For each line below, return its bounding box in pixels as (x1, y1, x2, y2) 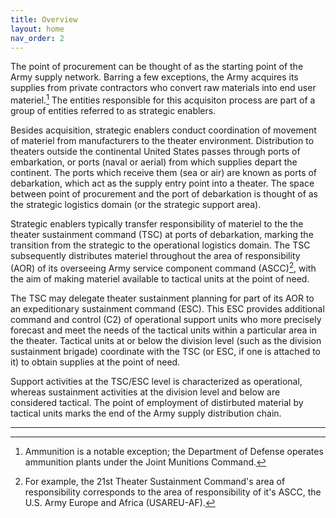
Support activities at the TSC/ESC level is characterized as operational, (10, 375, 303, 387)
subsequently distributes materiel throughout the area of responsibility (10, 250, 301, 262)
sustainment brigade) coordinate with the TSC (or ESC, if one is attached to (10, 345, 322, 357)
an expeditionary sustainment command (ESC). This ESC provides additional (10, 302, 325, 315)
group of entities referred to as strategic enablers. (10, 105, 217, 117)
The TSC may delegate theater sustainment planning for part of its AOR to (10, 292, 315, 304)
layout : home (10, 24, 65, 34)
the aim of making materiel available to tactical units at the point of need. (10, 272, 310, 285)
